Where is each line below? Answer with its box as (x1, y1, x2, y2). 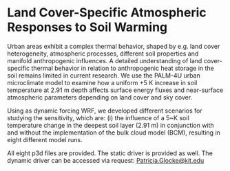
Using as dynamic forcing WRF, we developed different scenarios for (7, 106, 202, 115)
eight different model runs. (7, 135, 83, 144)
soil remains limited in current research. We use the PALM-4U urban (7, 71, 201, 80)
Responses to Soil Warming (7, 19, 167, 35)
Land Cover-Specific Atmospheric (7, 5, 207, 21)
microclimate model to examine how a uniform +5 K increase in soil (7, 78, 198, 87)
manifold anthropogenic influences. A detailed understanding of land (7, 56, 202, 65)
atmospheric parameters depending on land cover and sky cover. (7, 93, 193, 101)
